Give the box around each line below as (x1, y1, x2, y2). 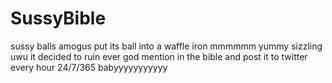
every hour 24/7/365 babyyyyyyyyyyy (10, 61, 168, 73)
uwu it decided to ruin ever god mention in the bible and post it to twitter (10, 50, 308, 62)
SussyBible (10, 7, 107, 30)
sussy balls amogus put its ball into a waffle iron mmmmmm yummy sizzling (10, 40, 323, 52)
